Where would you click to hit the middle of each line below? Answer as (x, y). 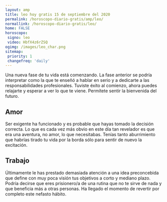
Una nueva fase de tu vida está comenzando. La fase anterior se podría (79, 75)
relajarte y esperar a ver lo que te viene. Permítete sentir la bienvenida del (81, 91)
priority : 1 (20, 56)
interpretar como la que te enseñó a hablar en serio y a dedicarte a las (77, 80)
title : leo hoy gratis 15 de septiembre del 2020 (58, 14)
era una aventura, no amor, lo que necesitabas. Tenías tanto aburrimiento (80, 135)
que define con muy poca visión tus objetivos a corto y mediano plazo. (78, 178)
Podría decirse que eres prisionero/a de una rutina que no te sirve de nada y (83, 183)
